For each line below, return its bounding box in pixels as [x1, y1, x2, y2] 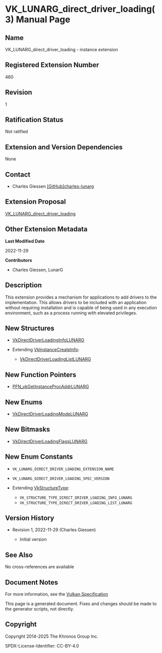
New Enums [5, 398, 43, 406]
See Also [5, 550, 33, 559]
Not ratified [5, 129, 28, 135]
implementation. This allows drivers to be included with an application [5, 299, 147, 305]
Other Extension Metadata [5, 225, 88, 234]
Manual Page [16, 14, 70, 25]
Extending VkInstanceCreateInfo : [12, 346, 80, 353]
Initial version [19, 536, 47, 543]
